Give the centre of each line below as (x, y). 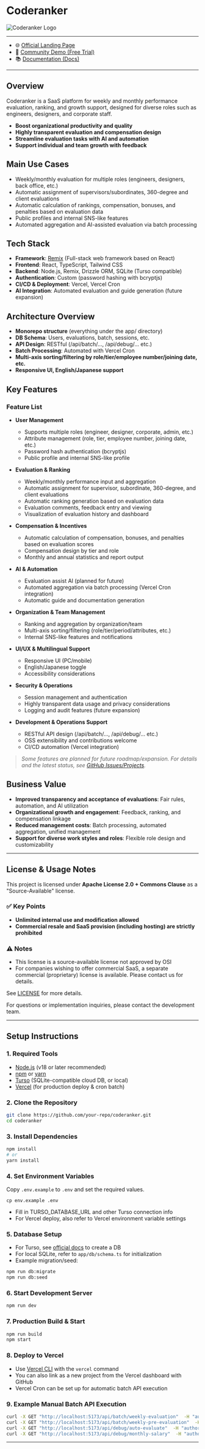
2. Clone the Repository (42, 1102)
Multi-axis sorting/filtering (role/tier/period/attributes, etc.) (98, 630)
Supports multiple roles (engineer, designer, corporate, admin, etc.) (109, 432)
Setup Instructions (42, 1036)
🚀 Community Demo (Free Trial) (55, 52)
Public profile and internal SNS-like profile (77, 458)
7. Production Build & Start (46, 1321)
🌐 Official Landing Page (45, 45)
